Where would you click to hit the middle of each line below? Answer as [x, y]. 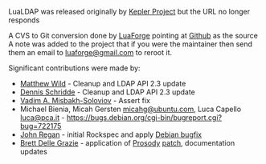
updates [34, 152]
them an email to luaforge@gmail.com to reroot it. [90, 52]
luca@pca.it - [42, 118]
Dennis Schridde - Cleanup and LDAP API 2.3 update [107, 92]
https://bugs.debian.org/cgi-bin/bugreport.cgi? [144, 118]
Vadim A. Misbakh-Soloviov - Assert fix [85, 100]
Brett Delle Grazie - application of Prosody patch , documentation [127, 143]
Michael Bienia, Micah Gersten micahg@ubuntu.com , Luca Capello [131, 109]
